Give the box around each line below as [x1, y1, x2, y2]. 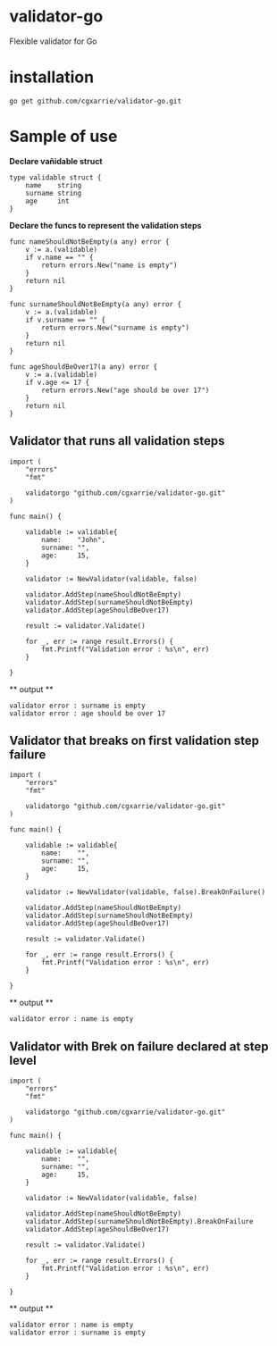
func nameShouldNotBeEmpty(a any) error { [9, 237, 170, 247]
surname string [25, 188, 82, 197]
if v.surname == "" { [25, 315, 105, 324]
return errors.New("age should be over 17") [41, 386, 210, 395]
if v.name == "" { [25, 253, 94, 262]
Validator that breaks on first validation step [9, 733, 259, 748]
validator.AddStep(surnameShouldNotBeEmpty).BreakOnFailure [25, 1217, 254, 1226]
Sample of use [9, 127, 118, 146]
